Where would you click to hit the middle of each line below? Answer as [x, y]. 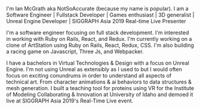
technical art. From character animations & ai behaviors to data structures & [99, 82]
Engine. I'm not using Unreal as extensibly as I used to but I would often [94, 69]
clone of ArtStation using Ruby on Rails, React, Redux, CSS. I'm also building [100, 45]
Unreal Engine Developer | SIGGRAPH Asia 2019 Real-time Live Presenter [96, 21]
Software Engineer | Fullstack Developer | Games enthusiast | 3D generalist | [100, 15]
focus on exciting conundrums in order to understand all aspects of [89, 76]
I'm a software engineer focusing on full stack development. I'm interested [98, 33]
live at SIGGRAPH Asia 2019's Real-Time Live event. [70, 101]
